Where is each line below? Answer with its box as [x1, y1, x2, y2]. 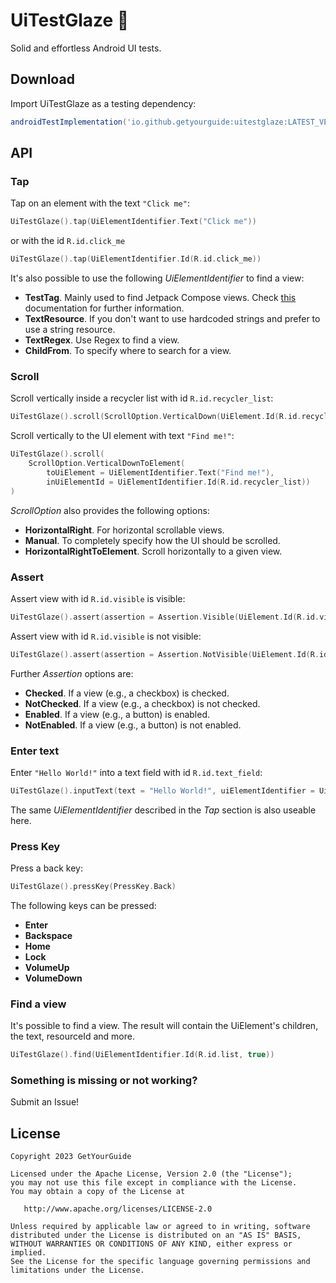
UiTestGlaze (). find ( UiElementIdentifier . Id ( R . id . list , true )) [10, 1050, 275, 1060]
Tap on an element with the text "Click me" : [10, 197, 190, 209]
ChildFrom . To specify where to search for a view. [24, 345, 232, 357]
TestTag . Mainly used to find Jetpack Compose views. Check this [24, 292, 297, 304]
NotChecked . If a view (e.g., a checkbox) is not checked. [24, 697, 261, 709]
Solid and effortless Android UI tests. [10, 42, 162, 54]
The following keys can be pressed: [10, 900, 157, 911]
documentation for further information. [24, 302, 185, 314]
